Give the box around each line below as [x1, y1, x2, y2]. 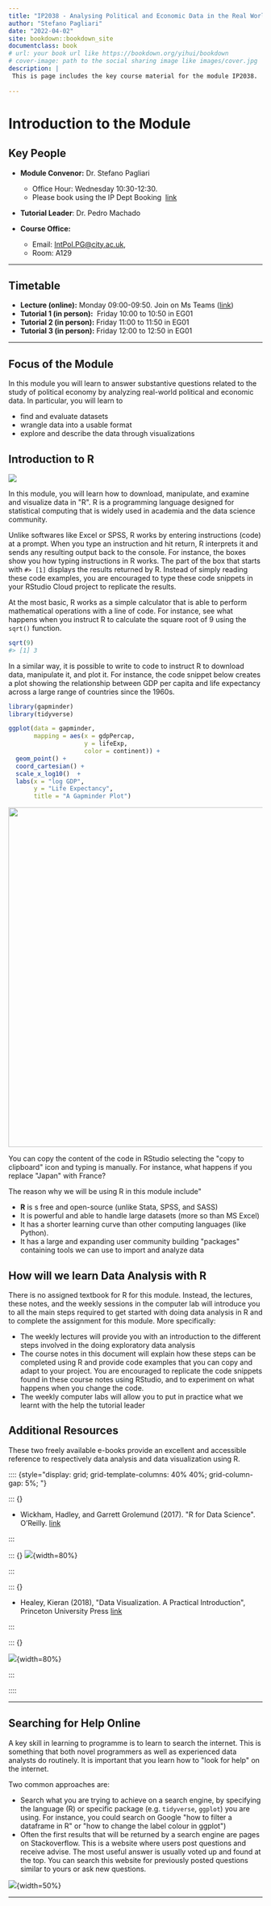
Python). [19, 1228, 49, 1238]
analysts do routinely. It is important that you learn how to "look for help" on [8, 1755, 261, 1764]
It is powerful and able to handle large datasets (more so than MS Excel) [19, 1211, 260, 1221]
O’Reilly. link [19, 1518, 61, 1527]
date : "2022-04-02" [8, 27, 74, 35]
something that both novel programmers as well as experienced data [8, 1747, 237, 1756]
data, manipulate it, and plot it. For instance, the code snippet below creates [8, 669, 261, 680]
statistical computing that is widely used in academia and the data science [8, 506, 256, 515]
